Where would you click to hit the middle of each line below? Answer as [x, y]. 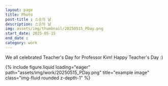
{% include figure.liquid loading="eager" [48, 67]
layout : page [19, 10]
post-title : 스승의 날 [28, 19]
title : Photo [19, 15]
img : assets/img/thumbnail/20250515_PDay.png [54, 29]
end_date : [17, 38]
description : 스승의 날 [28, 24]
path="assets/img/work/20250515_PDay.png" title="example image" [77, 72]
